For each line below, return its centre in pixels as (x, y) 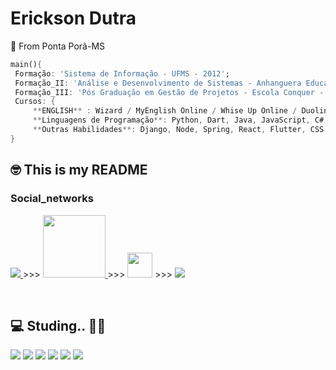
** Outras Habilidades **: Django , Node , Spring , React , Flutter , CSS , (180, 130)
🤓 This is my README (79, 170)
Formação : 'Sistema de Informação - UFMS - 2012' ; (122, 73)
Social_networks (52, 199)
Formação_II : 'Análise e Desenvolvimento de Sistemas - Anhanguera (158, 83)
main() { (26, 64)
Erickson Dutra (73, 18)
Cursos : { (35, 102)
